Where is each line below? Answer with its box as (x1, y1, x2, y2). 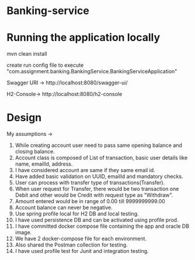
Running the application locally (6, 31, 160, 45)
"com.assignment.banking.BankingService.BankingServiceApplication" (6, 68, 177, 75)
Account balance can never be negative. (15, 204, 113, 211)
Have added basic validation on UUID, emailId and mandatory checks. (15, 173, 183, 180)
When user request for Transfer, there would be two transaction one (15, 186, 179, 193)
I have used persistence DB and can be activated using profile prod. (15, 217, 179, 224)
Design (6, 111, 42, 124)
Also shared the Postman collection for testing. (15, 241, 128, 248)
